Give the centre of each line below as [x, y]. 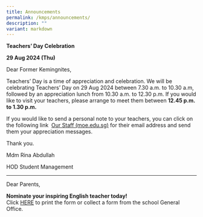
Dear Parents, [23, 184]
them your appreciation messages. [49, 132]
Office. [15, 209]
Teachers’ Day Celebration [40, 46]
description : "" [27, 23]
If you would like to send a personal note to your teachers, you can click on [100, 119]
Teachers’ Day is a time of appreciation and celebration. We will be [89, 81]
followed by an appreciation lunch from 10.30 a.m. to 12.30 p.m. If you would [101, 94]
